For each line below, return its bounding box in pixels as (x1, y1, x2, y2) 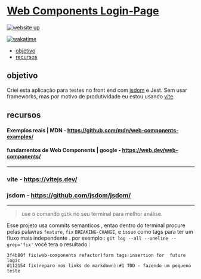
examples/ (7, 133, 34, 140)
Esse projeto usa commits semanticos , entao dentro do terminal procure (7, 222, 185, 229)
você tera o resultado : (35, 241, 91, 248)
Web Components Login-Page (7, 4, 160, 18)
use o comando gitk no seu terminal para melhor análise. (21, 210, 163, 218)
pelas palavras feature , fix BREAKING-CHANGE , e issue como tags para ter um (7, 228, 193, 235)
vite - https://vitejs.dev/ (7, 175, 78, 183)
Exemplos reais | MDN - (7, 126, 66, 134)
